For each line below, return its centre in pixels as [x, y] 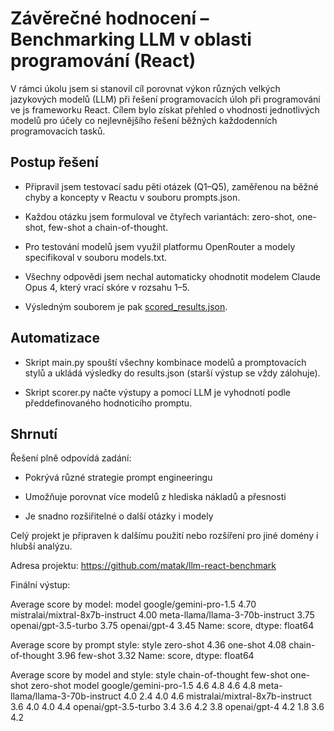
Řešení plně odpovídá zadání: [71, 458]
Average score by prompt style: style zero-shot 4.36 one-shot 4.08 [148, 645]
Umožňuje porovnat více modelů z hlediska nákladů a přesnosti [155, 497]
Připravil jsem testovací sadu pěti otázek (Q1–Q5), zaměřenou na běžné [171, 186]
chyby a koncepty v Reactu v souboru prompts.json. [132, 197]
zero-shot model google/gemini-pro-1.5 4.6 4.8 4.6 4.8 [143, 686]
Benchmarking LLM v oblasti [131, 39]
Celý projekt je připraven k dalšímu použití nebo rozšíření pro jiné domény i [164, 536]
